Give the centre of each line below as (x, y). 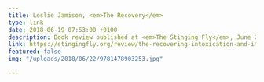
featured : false (35, 52)
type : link (26, 23)
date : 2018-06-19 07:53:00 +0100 (63, 30)
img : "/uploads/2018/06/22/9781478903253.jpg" (86, 59)
